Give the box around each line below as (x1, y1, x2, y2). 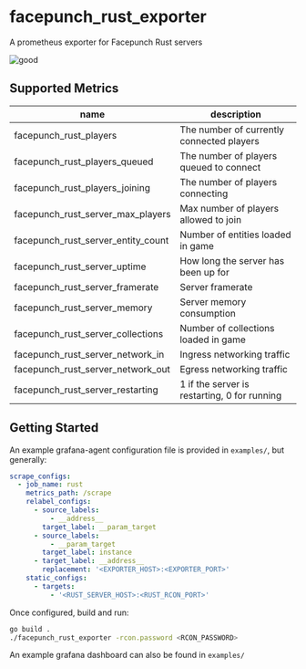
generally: (9, 454, 47, 465)
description (210, 108, 262, 120)
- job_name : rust (17, 480, 84, 489)
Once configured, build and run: (9, 607, 129, 618)
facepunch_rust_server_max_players (14, 207, 171, 220)
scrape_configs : (9, 472, 71, 481)
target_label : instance (42, 548, 132, 558)
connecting (179, 187, 229, 200)
